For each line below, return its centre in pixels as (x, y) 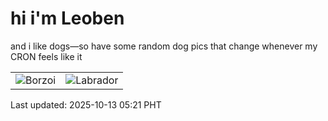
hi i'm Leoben (67, 18)
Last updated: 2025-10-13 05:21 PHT (86, 104)
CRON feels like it (46, 56)
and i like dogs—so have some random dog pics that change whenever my (164, 46)
